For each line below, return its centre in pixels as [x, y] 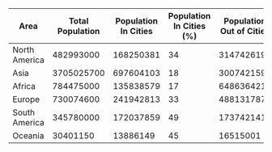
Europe [26, 99]
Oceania [28, 135]
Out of [232, 31]
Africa [24, 86]
